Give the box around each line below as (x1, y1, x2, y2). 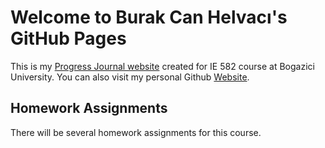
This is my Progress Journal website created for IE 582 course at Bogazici (10, 60, 315, 72)
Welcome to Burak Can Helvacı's (10, 6, 288, 29)
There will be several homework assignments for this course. (10, 126, 262, 138)
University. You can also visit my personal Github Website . (10, 71, 250, 83)
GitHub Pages (10, 27, 127, 50)
